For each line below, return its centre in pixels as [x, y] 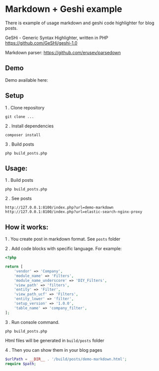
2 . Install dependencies [29, 126]
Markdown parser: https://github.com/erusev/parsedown [63, 53]
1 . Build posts [19, 180]
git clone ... [20, 117]
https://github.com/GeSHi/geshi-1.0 [41, 43]
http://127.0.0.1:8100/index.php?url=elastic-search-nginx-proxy [74, 212]
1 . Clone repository [25, 107]
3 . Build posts [20, 144]
